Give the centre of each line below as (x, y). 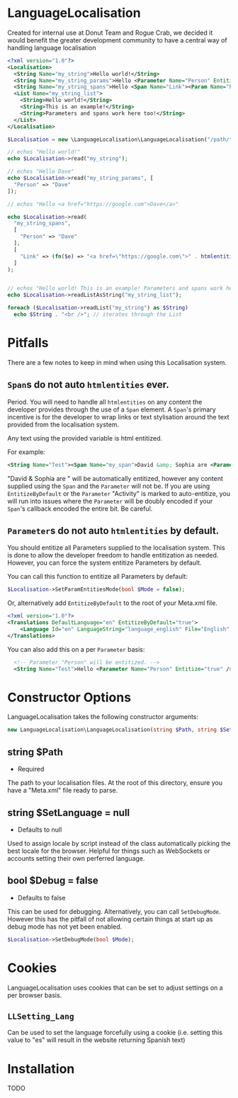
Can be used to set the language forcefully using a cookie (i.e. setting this (115, 1033)
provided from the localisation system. (63, 424)
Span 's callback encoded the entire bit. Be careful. (80, 509)
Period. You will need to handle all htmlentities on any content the (105, 402)
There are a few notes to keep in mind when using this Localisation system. (117, 362)
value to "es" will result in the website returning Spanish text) (96, 1040)
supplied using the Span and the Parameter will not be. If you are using (109, 486)
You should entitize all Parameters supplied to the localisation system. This (116, 548)
